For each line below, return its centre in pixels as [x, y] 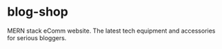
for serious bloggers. [37, 37]
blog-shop [38, 12]
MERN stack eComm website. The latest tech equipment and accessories [111, 31]
